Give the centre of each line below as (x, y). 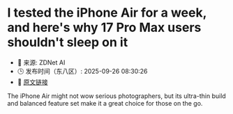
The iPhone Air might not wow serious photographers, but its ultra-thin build (117, 96)
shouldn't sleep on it (68, 42)
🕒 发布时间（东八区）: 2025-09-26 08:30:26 (82, 71)
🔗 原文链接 (32, 82)
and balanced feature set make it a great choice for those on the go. (105, 103)
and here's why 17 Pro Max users (104, 27)
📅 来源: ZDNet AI (41, 62)
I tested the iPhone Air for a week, (107, 13)
